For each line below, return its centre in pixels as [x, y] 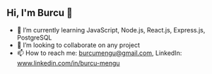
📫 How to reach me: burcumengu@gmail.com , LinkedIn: [99, 53]
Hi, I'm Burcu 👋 [40, 13]
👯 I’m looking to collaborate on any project [78, 45]
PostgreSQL [34, 37]
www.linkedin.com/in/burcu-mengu [69, 63]
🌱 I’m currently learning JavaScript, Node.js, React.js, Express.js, [111, 30]
